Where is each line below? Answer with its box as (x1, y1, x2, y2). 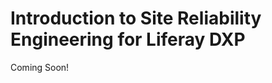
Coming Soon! (10, 61, 70, 73)
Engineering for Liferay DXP (10, 28, 246, 51)
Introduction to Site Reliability (10, 7, 262, 30)
